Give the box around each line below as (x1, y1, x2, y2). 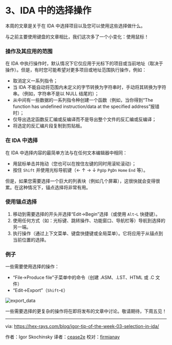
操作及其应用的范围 (5, 47, 53, 55)
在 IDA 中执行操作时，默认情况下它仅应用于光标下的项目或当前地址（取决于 (5, 60, 163, 67)
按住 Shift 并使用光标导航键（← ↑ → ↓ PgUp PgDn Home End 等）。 (12, 167, 148, 173)
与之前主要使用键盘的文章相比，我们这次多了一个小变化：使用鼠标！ (5, 33, 149, 40)
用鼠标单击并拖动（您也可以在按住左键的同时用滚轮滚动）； (12, 160, 137, 167)
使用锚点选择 (5, 198, 37, 206)
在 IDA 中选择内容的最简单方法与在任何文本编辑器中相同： (5, 150, 127, 156)
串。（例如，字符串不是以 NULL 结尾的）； (12, 90, 99, 97)
